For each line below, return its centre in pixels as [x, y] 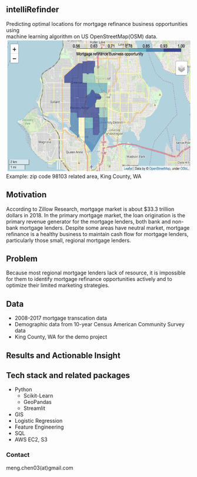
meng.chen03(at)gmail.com [40, 468]
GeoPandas [37, 402]
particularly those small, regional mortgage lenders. [69, 240]
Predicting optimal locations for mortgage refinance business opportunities [97, 24]
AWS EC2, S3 [31, 440]
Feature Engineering [39, 427]
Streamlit [34, 408]
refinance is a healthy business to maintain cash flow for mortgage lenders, [97, 234]
